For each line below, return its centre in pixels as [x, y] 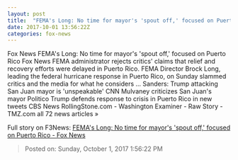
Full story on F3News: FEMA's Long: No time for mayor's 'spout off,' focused [119, 127]
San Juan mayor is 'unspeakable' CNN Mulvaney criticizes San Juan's [110, 91]
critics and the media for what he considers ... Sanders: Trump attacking [113, 84]
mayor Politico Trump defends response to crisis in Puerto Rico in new [110, 99]
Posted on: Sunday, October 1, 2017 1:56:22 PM [93, 149]
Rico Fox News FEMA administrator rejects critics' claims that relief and [112, 62]
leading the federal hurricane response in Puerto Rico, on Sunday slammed [117, 76]
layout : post [27, 14]
